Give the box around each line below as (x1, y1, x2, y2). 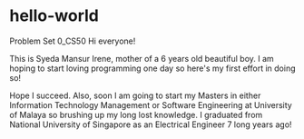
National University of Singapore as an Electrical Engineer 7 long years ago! (9, 119, 292, 130)
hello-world (9, 5, 100, 26)
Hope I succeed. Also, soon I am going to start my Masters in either (9, 90, 261, 101)
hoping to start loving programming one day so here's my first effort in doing (9, 63, 296, 74)
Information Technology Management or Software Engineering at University (9, 99, 292, 110)
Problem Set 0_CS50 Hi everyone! (9, 35, 136, 46)
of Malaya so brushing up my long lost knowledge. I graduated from (9, 109, 263, 120)
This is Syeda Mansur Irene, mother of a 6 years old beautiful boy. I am (9, 53, 274, 64)
